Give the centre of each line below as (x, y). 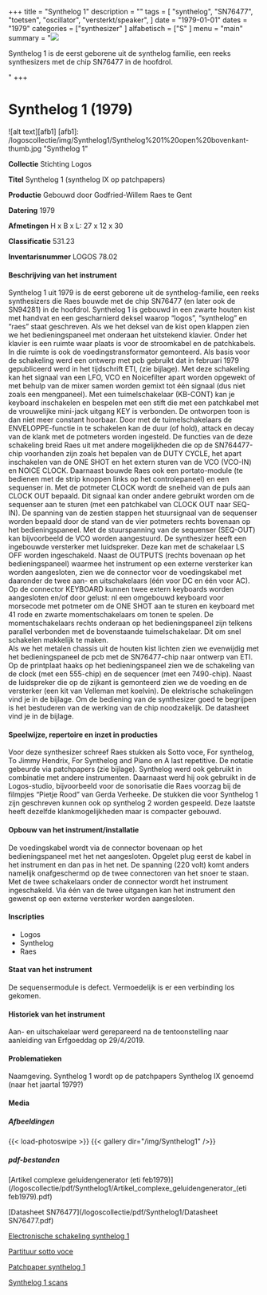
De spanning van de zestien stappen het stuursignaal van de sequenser (139, 513)
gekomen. (25, 995)
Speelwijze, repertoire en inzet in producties (83, 734)
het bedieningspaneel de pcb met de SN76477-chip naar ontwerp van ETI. (131, 657)
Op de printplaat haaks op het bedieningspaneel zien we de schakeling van (132, 666)
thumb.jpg (25, 148)
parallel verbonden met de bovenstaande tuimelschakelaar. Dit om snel (125, 632)
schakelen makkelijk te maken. (59, 640)
